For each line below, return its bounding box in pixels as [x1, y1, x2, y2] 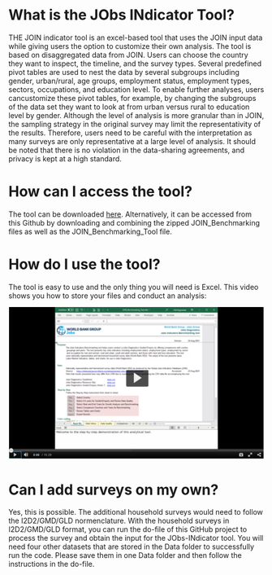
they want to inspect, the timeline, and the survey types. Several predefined [8, 59, 262, 68]
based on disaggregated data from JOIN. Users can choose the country [8, 50, 249, 59]
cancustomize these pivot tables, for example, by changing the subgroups [8, 93, 257, 103]
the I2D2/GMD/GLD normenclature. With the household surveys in [8, 516, 230, 526]
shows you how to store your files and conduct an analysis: [8, 291, 207, 301]
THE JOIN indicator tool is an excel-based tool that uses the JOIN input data [8, 33, 263, 42]
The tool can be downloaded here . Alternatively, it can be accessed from [8, 209, 252, 219]
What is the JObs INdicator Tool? [8, 6, 235, 24]
